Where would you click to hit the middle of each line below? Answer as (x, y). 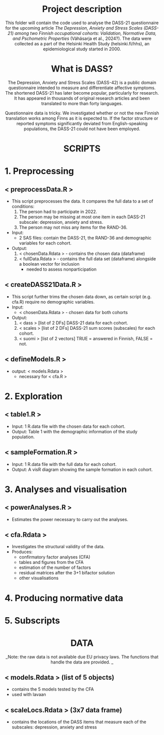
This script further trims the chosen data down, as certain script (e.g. (82, 296)
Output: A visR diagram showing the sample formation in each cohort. (82, 469)
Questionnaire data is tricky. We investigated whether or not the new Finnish (82, 113)
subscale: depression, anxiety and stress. (61, 222)
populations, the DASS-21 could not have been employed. (82, 129)
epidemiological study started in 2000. (82, 49)
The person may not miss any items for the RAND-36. (73, 227)
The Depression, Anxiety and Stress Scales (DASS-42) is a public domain (82, 82)
